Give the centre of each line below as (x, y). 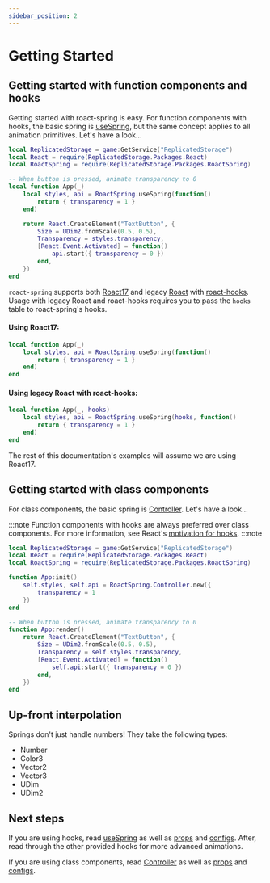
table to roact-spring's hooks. (58, 309)
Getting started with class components (108, 490)
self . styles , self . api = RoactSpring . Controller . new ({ (117, 585)
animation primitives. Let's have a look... (75, 135)
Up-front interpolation (65, 715)
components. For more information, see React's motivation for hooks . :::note (135, 533)
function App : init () (43, 578)
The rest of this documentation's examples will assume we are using (122, 455)
